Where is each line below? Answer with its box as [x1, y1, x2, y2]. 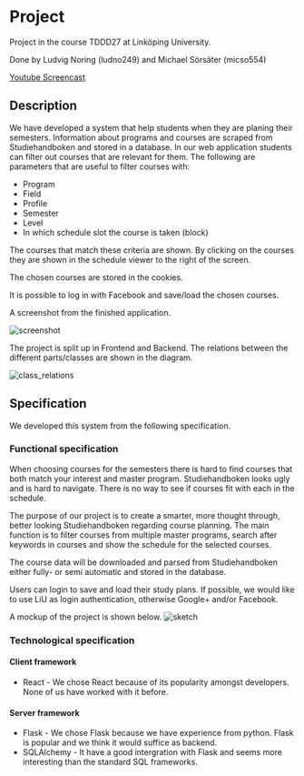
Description [9, 98, 77, 114]
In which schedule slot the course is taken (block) [22, 227, 209, 237]
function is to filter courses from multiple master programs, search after [9, 529, 278, 540]
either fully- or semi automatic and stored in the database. [9, 566, 227, 577]
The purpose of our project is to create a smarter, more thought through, [9, 509, 280, 520]
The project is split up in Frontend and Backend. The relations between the [9, 342, 289, 353]
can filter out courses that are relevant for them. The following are [9, 151, 256, 162]
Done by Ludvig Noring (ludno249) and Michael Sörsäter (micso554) [9, 54, 267, 65]
